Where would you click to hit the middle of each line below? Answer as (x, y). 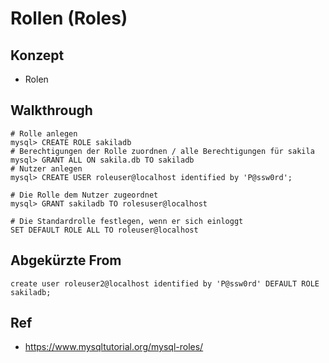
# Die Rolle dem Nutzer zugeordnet (84, 195)
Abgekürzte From (66, 260)
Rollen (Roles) (69, 18)
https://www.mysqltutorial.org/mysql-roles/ (114, 347)
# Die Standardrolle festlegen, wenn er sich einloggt (127, 221)
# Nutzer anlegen (46, 168)
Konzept (37, 55)
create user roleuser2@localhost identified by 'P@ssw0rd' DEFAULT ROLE (165, 283)
